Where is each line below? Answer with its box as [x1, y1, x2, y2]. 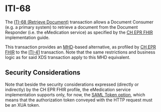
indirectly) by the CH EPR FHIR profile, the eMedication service [5, 86, 131, 93]
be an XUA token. [5, 102, 40, 108]
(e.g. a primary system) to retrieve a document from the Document [5, 24, 138, 30]
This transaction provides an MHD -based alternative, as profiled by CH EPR [5, 44, 156, 50]
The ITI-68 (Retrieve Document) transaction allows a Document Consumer [5, 19, 154, 25]
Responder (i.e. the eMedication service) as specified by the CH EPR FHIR [5, 29, 153, 35]
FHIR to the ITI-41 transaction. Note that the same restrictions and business [5, 49, 156, 55]
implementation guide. [5, 35, 50, 40]
